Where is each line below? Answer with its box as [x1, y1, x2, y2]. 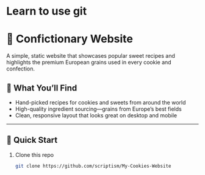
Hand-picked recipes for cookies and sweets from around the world [15, 98, 186, 106]
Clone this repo [15, 151, 54, 159]
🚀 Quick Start [6, 135, 58, 145]
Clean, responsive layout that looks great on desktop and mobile [15, 111, 178, 119]
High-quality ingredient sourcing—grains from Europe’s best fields [15, 105, 182, 112]
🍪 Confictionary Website [6, 32, 133, 46]
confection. [6, 65, 35, 72]
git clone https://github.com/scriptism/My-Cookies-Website [15, 163, 171, 169]
